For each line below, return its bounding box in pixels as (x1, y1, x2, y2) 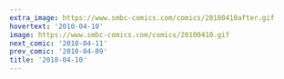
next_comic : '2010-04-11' (9, 38, 107, 48)
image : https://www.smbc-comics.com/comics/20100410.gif (9, 30, 230, 39)
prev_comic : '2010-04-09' (9, 47, 107, 56)
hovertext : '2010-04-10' (9, 22, 104, 31)
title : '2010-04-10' (9, 55, 88, 64)
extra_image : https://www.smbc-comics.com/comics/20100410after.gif (9, 13, 275, 23)
